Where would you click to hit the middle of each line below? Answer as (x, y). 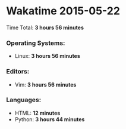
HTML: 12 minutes (37, 113)
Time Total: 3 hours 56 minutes (45, 27)
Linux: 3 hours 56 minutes (47, 56)
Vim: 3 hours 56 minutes (45, 84)
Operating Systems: (36, 43)
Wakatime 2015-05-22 (63, 11)
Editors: (18, 72)
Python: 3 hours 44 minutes (50, 119)
